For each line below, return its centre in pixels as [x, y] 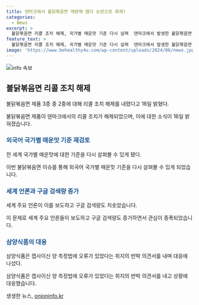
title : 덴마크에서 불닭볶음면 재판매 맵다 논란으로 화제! [66, 12]
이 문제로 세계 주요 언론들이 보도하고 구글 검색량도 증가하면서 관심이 [84, 218]
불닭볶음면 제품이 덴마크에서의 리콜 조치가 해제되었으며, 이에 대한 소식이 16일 [95, 116]
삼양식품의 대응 [27, 242]
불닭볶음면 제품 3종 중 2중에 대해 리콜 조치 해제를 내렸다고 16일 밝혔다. [88, 104]
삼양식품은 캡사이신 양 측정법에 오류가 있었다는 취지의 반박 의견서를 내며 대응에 [97, 256]
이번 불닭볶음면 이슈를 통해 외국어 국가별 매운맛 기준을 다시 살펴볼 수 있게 [91, 167]
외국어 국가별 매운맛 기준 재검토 [48, 140]
